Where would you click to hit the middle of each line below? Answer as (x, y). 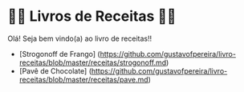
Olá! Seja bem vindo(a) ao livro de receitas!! (80, 38)
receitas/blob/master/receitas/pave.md (84, 79)
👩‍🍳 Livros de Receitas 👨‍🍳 (92, 16)
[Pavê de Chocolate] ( (55, 70)
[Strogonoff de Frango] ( (60, 54)
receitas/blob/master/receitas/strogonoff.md (93, 62)
